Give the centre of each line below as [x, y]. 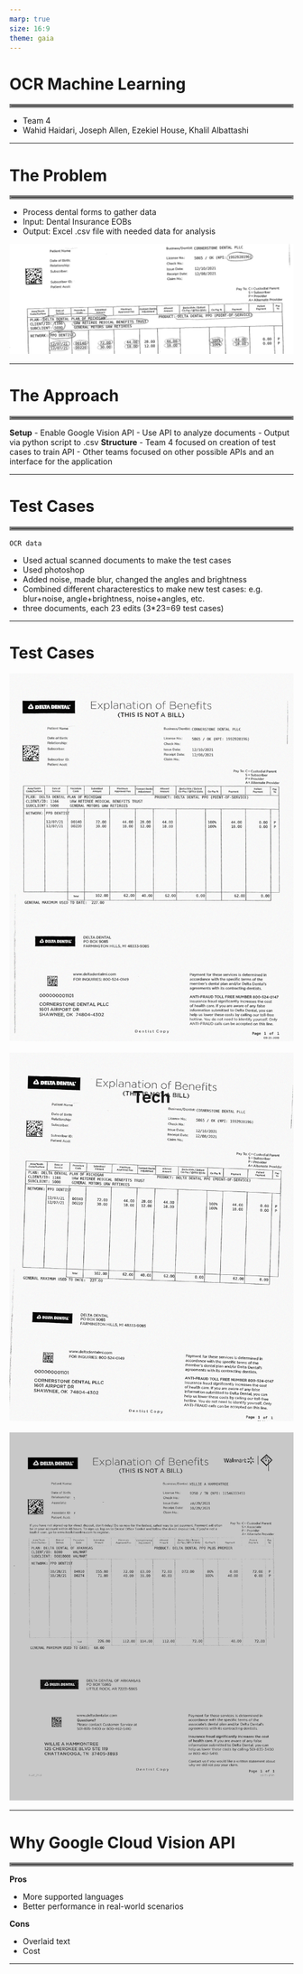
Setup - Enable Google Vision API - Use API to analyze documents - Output [150, 433]
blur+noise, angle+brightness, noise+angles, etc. [114, 599]
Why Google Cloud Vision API [123, 1843]
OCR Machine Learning [98, 84]
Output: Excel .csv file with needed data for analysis [119, 231]
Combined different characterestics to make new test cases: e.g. [142, 589]
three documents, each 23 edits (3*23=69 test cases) [123, 609]
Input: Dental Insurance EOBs [77, 222]
